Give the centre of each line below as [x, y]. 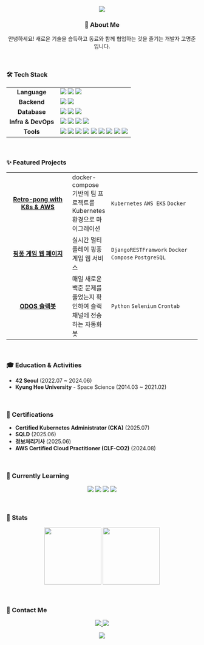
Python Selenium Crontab [146, 306]
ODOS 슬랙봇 [38, 306]
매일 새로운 [87, 279]
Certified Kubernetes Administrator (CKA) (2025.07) [82, 428]
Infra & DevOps [32, 122]
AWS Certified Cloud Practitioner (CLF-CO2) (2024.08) [85, 448]
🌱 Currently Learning [38, 476]
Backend [32, 102]
